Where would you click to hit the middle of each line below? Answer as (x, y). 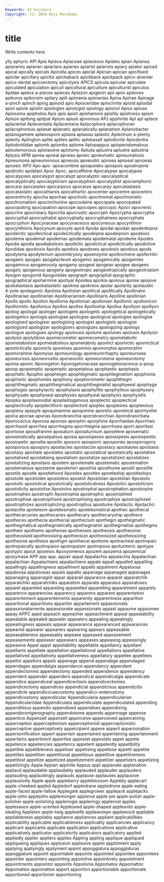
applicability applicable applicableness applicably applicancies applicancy (80, 823)
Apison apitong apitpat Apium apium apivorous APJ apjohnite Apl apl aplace (82, 119)
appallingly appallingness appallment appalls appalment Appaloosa (73, 567)
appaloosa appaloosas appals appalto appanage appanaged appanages (78, 572)
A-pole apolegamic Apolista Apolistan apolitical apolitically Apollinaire (75, 291)
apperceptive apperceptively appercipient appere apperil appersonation (78, 728)
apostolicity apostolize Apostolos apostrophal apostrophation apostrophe (79, 489)
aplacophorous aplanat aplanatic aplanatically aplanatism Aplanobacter (77, 129)
